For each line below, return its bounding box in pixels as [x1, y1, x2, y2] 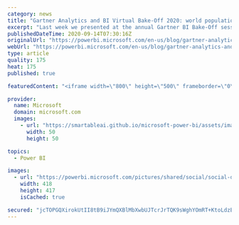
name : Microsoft [14, 102, 62, 109]
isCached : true [20, 193, 65, 201]
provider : [7, 95, 37, 103]
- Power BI [14, 154, 46, 162]
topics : [7, 148, 31, 155]
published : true [7, 70, 55, 77]
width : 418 [20, 180, 53, 188]
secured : [7, 207, 33, 214]
